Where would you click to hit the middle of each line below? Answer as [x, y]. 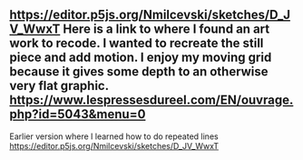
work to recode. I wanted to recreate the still [137, 43]
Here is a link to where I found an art [166, 30]
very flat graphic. [59, 86]
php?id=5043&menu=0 [78, 114]
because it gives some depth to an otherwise [139, 72]
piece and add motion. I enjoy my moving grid [141, 58]
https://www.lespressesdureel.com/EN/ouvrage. [151, 100]
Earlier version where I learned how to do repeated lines [114, 136]
